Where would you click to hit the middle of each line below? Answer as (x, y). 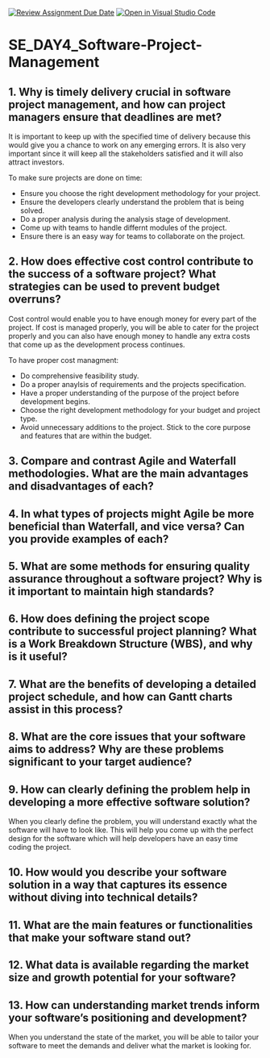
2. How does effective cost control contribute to (131, 262)
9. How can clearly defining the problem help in (129, 789)
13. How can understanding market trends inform (134, 1005)
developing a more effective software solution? (129, 802)
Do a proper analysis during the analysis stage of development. (125, 219)
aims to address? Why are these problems (116, 750)
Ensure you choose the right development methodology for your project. (140, 193)
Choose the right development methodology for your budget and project (140, 410)
